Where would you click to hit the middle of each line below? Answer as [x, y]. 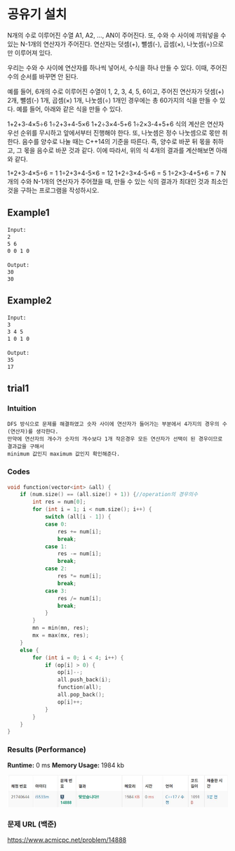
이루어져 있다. [33, 53]
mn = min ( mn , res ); [61, 628]
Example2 [29, 300]
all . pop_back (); [81, 695]
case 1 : [56, 546]
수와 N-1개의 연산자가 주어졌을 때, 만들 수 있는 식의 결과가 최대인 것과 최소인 [124, 181]
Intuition [22, 408]
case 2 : [56, 569]
